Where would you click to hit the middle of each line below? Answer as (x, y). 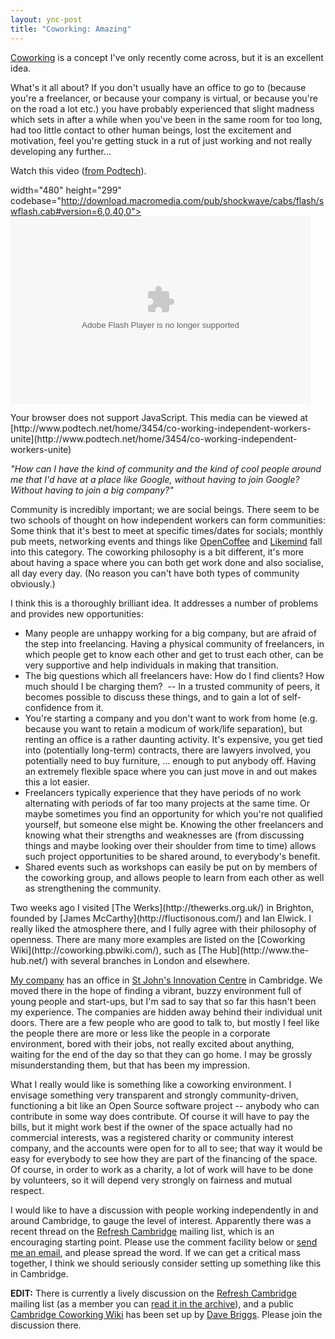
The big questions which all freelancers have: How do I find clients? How (174, 675)
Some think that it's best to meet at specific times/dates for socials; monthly (167, 530)
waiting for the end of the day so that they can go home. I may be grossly (161, 1054)
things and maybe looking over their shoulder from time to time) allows (170, 845)
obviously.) (33, 583)
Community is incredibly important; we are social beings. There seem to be (165, 509)
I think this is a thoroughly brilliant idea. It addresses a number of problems (164, 603)
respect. (27, 1190)
